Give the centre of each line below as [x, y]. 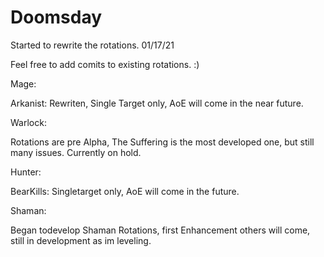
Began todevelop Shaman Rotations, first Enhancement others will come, [160, 230]
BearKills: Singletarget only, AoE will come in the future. [125, 191]
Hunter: [26, 172]
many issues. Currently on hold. [76, 152]
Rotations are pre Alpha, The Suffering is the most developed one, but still [162, 142]
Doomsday [56, 17]
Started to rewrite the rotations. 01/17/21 [92, 45]
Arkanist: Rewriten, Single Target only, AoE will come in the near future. [157, 103]
